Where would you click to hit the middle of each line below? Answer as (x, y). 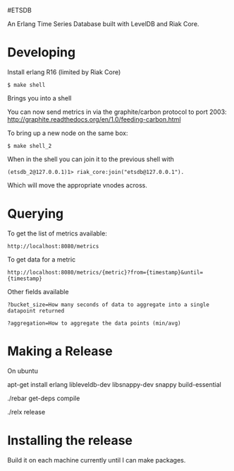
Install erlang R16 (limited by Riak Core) (64, 72)
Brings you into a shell (39, 98)
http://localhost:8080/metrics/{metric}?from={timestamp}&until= (105, 272)
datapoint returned (36, 310)
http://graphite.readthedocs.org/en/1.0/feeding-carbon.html (94, 119)
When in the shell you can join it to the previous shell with (91, 159)
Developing (42, 53)
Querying (36, 214)
